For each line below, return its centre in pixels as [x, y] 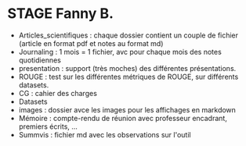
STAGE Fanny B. [61, 14]
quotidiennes [40, 60]
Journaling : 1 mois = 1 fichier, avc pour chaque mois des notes [120, 52]
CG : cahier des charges [58, 93]
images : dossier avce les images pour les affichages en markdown [127, 109]
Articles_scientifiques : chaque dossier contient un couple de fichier [128, 35]
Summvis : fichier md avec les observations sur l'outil [105, 134]
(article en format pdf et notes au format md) [91, 43]
